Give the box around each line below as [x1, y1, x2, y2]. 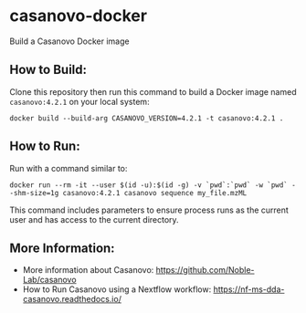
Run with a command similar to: [9, 162, 128, 173]
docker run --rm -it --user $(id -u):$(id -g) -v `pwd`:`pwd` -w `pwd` [9, 180, 288, 190]
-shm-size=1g [9, 188, 59, 197]
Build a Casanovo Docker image [9, 36, 130, 47]
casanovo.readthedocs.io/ [22, 294, 121, 305]
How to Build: [9, 62, 88, 78]
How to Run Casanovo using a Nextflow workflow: [22, 284, 212, 295]
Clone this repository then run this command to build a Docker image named [9, 86, 297, 97]
